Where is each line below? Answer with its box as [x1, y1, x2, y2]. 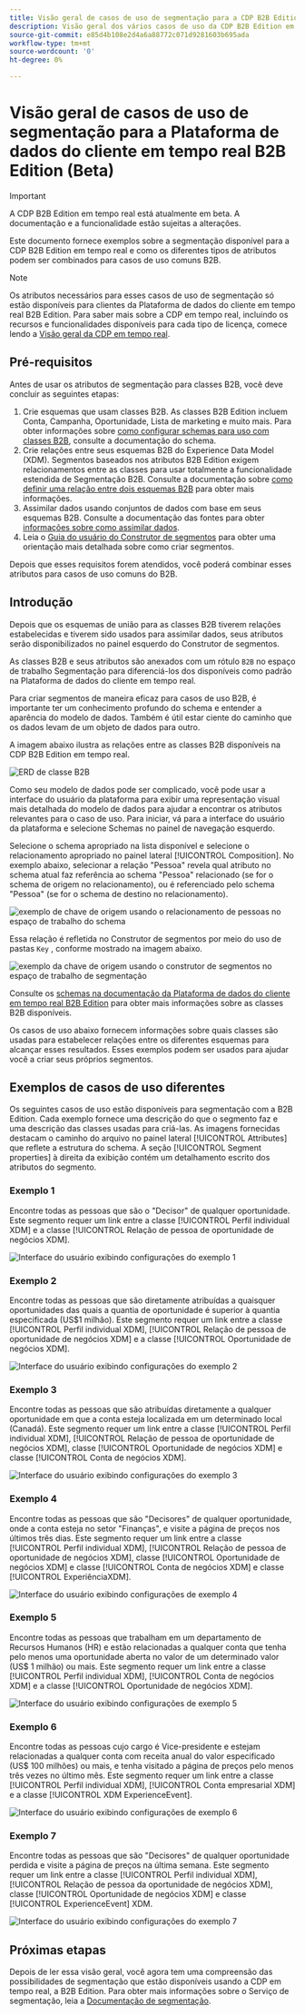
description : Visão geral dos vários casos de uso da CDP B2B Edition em [9, 22, 295, 31]
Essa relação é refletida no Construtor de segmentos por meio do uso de [9, 933, 281, 944]
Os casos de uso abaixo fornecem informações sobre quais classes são [9, 1024, 279, 1035]
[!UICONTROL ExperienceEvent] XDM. [9, 1899, 152, 1910]
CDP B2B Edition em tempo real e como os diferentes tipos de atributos [9, 244, 277, 255]
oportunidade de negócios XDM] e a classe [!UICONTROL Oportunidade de [9, 1333, 291, 1344]
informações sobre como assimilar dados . [22, 521, 180, 532]
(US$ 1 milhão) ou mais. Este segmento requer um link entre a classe [9, 1661, 266, 1672]
